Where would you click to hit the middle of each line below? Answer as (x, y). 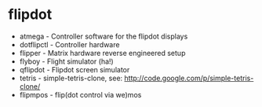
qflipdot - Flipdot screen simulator (75, 69)
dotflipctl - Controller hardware (69, 44)
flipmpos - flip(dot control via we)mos (80, 94)
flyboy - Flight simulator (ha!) (66, 61)
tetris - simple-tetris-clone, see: (71, 78)
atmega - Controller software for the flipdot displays (104, 36)
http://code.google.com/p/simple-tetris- (189, 78)
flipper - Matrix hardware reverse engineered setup (102, 53)
